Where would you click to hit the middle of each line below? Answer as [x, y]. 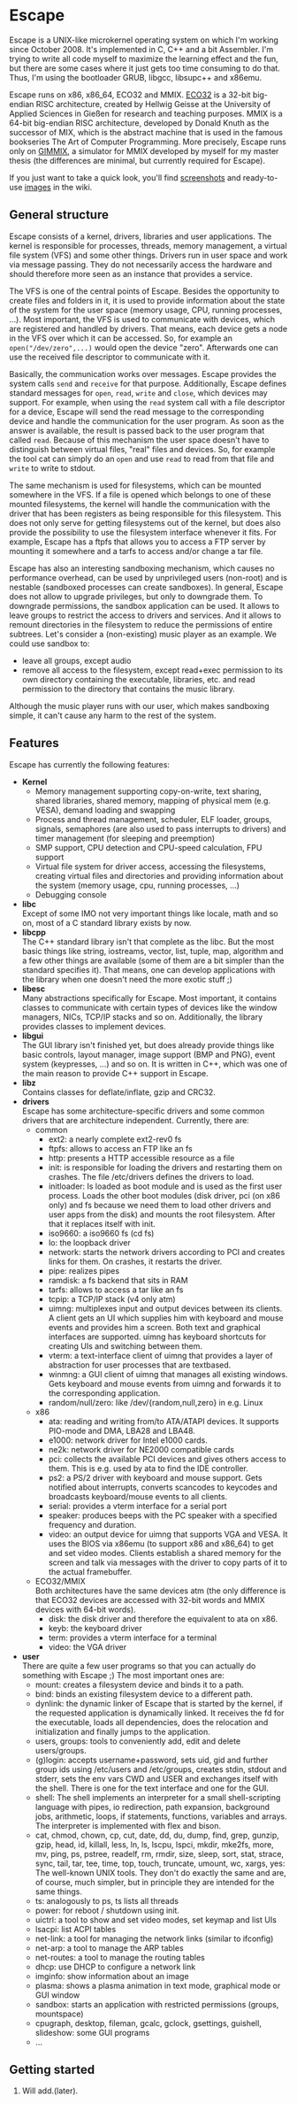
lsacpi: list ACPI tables [76, 1929]
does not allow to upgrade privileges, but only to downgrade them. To [136, 596]
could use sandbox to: [49, 644]
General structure [59, 215]
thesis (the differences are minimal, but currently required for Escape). [137, 160]
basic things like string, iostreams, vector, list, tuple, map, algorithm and [153, 951]
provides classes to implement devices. [94, 1026]
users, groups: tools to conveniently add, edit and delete [138, 1741]
